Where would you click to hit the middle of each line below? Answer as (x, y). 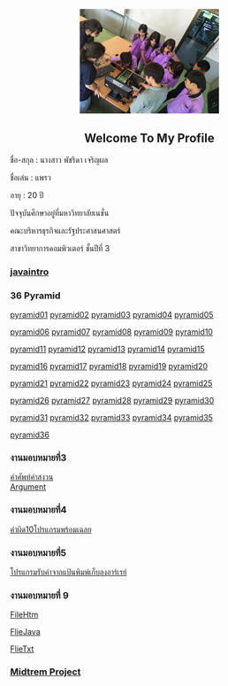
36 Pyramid (35, 296)
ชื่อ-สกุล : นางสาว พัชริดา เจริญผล (59, 159)
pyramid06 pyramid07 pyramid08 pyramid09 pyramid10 (111, 332)
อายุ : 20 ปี (27, 195)
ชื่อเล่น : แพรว (30, 177)
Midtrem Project (46, 672)
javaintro (30, 272)
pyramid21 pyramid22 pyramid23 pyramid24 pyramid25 (111, 383)
